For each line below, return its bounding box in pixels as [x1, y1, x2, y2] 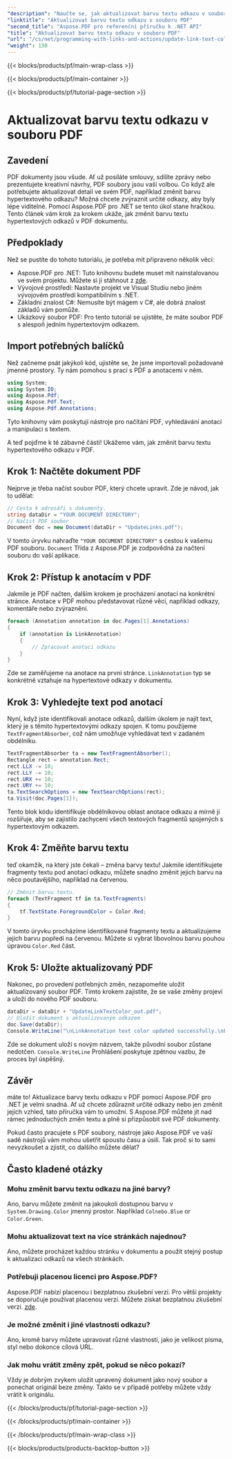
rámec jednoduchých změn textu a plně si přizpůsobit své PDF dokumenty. [7, 1115, 221, 1123]
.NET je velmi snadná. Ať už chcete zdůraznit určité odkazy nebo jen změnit [7, 1101, 223, 1109]
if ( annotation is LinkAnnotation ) [19, 630, 122, 637]
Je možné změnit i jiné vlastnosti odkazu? [7, 1319, 151, 1329]
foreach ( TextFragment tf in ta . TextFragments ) [7, 895, 147, 902]
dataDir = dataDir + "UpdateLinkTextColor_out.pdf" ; [7, 1008, 162, 1016]
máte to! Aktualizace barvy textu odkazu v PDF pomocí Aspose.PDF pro [7, 1093, 212, 1101]
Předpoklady [7, 237, 64, 249]
